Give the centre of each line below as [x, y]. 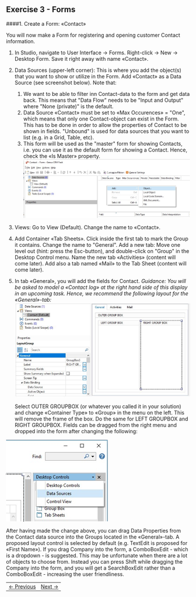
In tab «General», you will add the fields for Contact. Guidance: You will [100, 281]
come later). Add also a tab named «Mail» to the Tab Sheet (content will [100, 264]
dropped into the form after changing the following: [76, 431]
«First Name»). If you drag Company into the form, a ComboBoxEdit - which [97, 549]
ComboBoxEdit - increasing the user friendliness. [65, 574]
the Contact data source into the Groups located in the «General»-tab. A [93, 537]
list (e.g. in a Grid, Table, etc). [59, 137]
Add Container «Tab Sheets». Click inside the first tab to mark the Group [101, 239]
